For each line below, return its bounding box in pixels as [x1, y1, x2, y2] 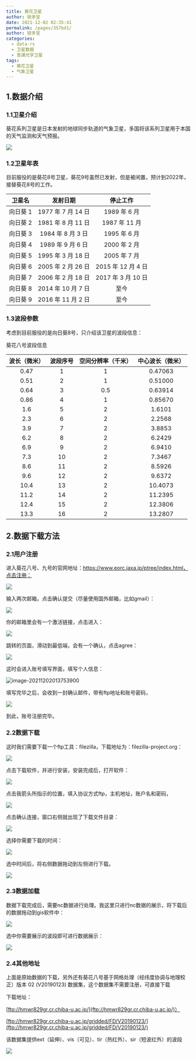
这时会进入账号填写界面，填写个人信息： [6, 665, 104, 673]
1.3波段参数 [6, 314, 39, 323]
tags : [6, 57, 19, 63]
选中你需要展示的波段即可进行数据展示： [6, 932, 104, 939]
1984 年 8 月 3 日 [39, 229, 88, 238]
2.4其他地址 [6, 959, 40, 968]
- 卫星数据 [11, 47, 35, 53]
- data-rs [11, 42, 35, 47]
